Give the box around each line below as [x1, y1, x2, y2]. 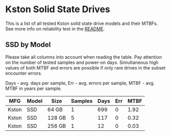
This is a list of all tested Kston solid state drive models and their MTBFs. [5, 20, 158, 26]
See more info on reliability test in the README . [5, 25, 105, 31]
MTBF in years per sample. [5, 85, 62, 91]
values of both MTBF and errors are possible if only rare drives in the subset [5, 64, 166, 71]
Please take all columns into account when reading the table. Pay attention [5, 54, 162, 60]
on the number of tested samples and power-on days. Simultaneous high [5, 59, 159, 65]
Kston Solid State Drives [5, 4, 111, 15]
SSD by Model [5, 41, 51, 49]
